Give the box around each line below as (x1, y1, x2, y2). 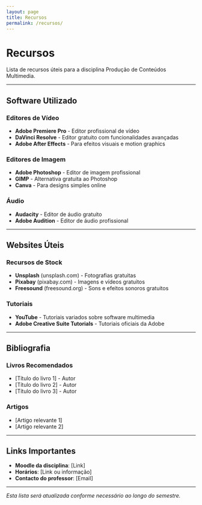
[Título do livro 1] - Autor (14, 375, 76, 382)
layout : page (6, 8, 39, 15)
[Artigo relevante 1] (14, 416, 63, 424)
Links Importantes (6, 446, 76, 456)
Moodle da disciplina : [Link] (14, 462, 85, 469)
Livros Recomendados (6, 361, 73, 369)
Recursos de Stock (6, 258, 63, 266)
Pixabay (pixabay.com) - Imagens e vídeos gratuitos (14, 278, 145, 285)
